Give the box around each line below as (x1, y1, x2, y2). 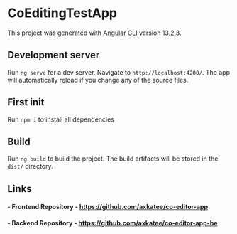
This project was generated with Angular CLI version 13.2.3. (7, 28, 182, 37)
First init (7, 96, 45, 108)
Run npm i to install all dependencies (7, 115, 115, 124)
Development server (7, 49, 100, 61)
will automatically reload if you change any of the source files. (7, 75, 189, 84)
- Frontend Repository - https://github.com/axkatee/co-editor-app (7, 203, 208, 211)
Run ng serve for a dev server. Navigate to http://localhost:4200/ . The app (7, 68, 231, 76)
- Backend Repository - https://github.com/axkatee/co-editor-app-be (7, 218, 218, 227)
